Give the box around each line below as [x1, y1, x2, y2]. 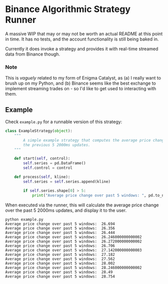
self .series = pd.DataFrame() [23, 161, 86, 166]
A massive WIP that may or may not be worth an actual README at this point [5, 31, 163, 37]
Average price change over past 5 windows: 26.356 [5, 225, 115, 231]
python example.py [5, 217, 43, 222]
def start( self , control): [14, 156, 70, 161]
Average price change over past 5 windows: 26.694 [5, 221, 115, 226]
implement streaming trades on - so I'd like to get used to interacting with [5, 86, 156, 92]
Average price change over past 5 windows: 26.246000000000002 [5, 234, 142, 239]
